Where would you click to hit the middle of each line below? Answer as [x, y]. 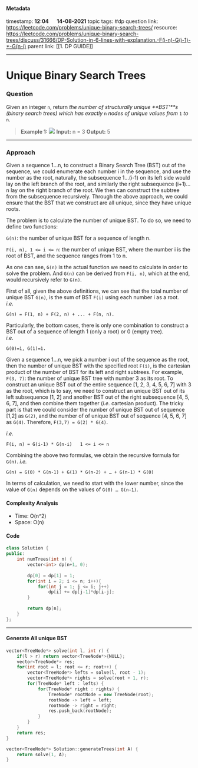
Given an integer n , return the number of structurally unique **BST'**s [92, 107]
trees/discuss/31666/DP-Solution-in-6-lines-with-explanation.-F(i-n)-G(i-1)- [98, 40]
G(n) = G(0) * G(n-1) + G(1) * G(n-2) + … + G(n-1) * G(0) [80, 472]
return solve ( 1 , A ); [42, 754]
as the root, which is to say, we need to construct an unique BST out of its [96, 390]
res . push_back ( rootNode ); [80, 711]
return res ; [31, 733]
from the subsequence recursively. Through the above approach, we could [97, 196]
